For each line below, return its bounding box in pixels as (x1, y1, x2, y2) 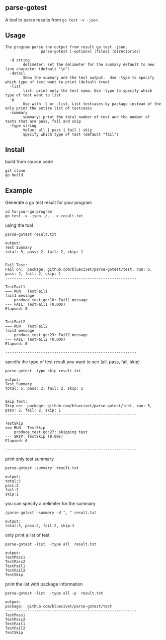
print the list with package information (5, 581, 83, 587)
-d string (9, 57, 30, 62)
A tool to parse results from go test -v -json (5, 16, 98, 22)
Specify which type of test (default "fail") (23, 132, 119, 137)
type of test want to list (5, 92, 61, 97)
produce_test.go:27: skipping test (14, 430, 88, 435)
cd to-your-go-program (5, 209, 52, 214)
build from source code (5, 159, 53, 165)
